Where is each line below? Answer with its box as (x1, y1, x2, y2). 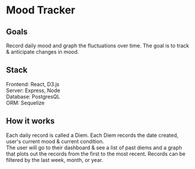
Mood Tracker (6, 3, 76, 17)
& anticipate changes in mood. (6, 48, 79, 55)
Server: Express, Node (6, 87, 60, 94)
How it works (6, 116, 55, 126)
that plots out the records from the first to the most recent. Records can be (6, 150, 186, 157)
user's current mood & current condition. (6, 138, 104, 145)
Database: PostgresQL (6, 93, 60, 100)
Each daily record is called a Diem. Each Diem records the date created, (6, 132, 179, 139)
